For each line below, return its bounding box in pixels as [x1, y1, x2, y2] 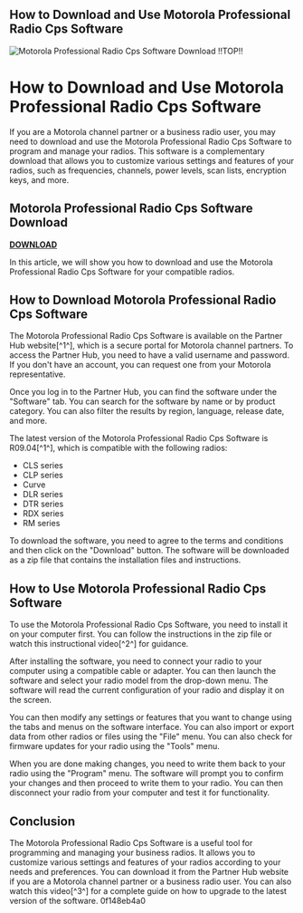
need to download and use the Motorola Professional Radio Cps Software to [9, 136, 292, 147]
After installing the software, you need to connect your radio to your [9, 656, 262, 667]
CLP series [22, 470, 63, 481]
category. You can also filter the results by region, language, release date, [9, 406, 285, 417]
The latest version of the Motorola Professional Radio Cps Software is [9, 433, 269, 444]
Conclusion [9, 813, 76, 829]
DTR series [22, 498, 64, 510]
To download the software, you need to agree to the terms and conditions [9, 535, 284, 546]
